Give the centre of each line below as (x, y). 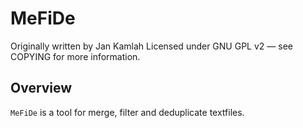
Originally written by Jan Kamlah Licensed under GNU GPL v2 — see (151, 46)
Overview (41, 88)
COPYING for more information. (75, 56)
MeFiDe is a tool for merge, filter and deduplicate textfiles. (127, 112)
